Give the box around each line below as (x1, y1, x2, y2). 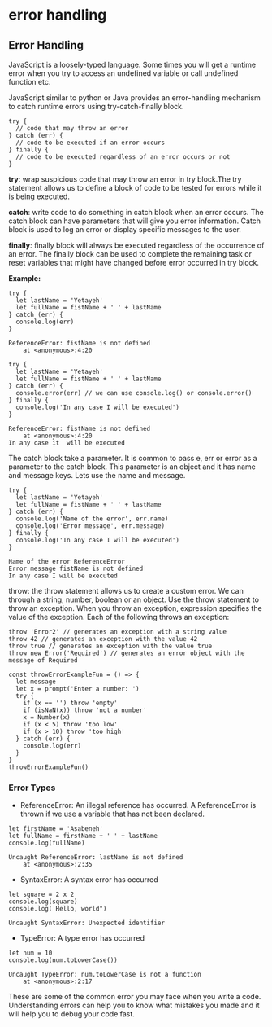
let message (15, 678, 57, 686)
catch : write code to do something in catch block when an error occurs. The (8, 208, 264, 217)
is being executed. (8, 191, 71, 201)
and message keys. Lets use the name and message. (8, 471, 186, 480)
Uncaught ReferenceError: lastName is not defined (8, 854, 183, 862)
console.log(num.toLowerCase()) (8, 956, 118, 964)
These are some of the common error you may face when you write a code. (8, 992, 261, 1002)
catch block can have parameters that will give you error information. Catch (8, 216, 261, 226)
